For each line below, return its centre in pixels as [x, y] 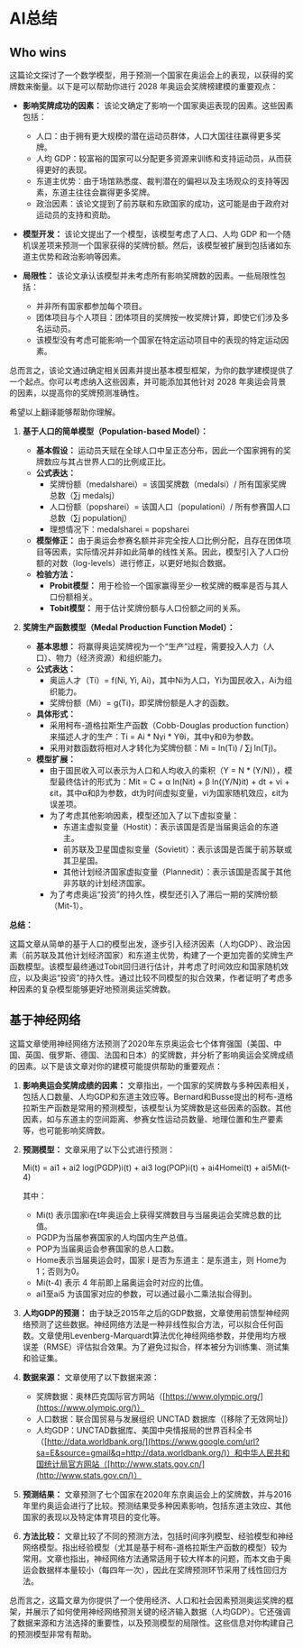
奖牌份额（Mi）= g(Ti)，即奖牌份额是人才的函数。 [142, 703]
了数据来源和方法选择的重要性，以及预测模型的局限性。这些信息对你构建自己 [151, 1623]
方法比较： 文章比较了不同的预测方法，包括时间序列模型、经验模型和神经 [158, 1536]
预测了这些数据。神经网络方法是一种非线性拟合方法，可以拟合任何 [153, 1324]
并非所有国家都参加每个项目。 [91, 306]
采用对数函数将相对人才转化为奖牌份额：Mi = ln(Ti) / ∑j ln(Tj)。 [165, 748]
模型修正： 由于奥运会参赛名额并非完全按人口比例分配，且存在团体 [160, 540]
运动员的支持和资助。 [75, 215]
